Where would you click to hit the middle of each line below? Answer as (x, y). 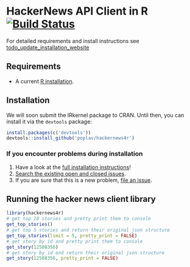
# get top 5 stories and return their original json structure (88, 230)
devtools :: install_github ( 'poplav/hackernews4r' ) (71, 138)
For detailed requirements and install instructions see (73, 41)
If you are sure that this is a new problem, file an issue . (83, 180)
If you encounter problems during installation (75, 154)
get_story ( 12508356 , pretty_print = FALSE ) (62, 258)
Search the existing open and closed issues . (71, 173)
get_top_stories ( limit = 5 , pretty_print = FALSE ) (72, 235)
